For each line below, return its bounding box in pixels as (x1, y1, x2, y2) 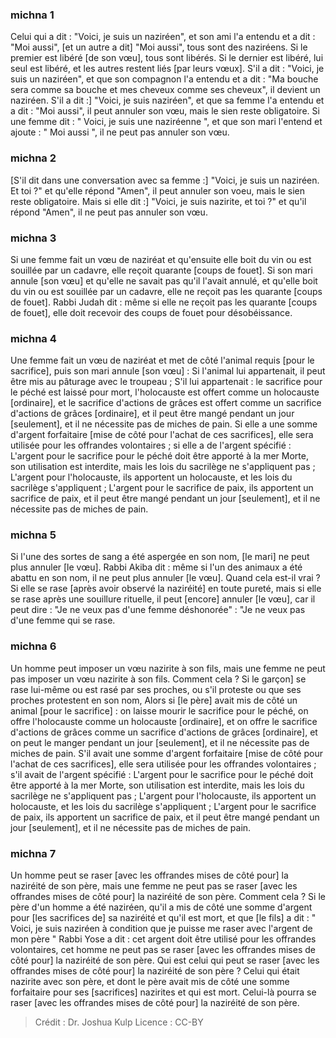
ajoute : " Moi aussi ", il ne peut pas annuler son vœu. (10, 126, 230, 138)
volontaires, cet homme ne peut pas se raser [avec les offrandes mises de (10, 944, 316, 956)
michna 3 (10, 231, 57, 245)
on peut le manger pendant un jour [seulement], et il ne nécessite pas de (10, 736, 310, 748)
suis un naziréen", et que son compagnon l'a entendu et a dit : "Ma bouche (10, 73, 319, 85)
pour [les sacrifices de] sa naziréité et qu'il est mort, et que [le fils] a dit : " (10, 912, 317, 924)
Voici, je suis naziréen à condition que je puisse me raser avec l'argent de (10, 923, 313, 935)
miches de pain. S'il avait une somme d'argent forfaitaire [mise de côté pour (10, 747, 323, 759)
